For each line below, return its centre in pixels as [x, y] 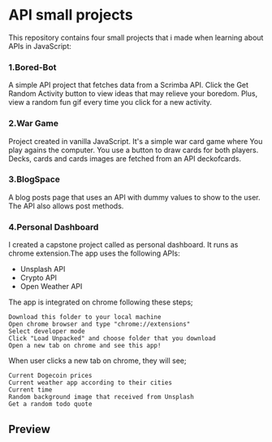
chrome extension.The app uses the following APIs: [94, 253]
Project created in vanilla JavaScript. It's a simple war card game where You [136, 141]
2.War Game [34, 124]
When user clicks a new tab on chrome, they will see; [97, 361]
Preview [30, 429]
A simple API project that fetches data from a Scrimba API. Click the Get [129, 85]
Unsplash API [43, 269]
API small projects [71, 15]
